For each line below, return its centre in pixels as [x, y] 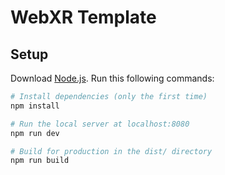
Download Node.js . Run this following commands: [112, 78]
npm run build [40, 161]
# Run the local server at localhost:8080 [100, 124]
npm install [35, 106]
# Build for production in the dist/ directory [111, 151]
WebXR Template [83, 17]
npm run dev [35, 133]
